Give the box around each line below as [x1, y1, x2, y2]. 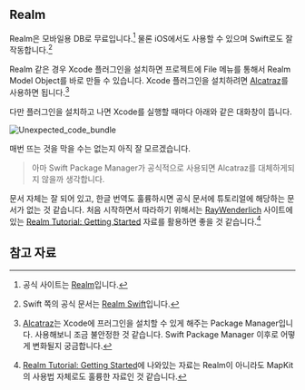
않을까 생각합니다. [41, 173, 105, 184]
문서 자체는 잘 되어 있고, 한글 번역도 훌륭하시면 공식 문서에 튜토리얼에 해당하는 [9, 192, 286, 203]
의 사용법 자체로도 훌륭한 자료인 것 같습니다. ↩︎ [22, 371, 188, 382]
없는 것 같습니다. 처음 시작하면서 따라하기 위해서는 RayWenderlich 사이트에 [25, 204, 293, 215]
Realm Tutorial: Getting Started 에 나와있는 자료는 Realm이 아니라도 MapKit [22, 360, 294, 371]
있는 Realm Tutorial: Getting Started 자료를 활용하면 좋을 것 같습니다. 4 [9, 214, 261, 227]
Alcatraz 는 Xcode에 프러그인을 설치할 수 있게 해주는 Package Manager [22, 317, 279, 329]
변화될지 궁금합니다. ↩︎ [32, 340, 113, 352]
